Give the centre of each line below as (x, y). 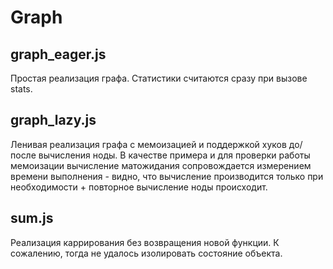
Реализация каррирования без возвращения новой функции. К (145, 242)
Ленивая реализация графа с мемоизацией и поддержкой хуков (148, 144)
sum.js (32, 218)
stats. (21, 89)
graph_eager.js (58, 54)
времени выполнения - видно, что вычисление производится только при (167, 176)
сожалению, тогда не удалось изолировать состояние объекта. (146, 253)
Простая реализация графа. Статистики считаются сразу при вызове (159, 78)
